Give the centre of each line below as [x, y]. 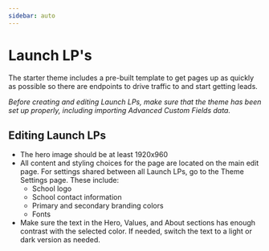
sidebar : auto [32, 16]
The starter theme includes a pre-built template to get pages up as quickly [131, 78]
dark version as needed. [60, 240]
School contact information [77, 197]
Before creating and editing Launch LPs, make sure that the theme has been [135, 102]
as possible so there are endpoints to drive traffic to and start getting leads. [133, 86]
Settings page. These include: [69, 180]
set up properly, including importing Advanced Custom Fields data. [120, 110]
